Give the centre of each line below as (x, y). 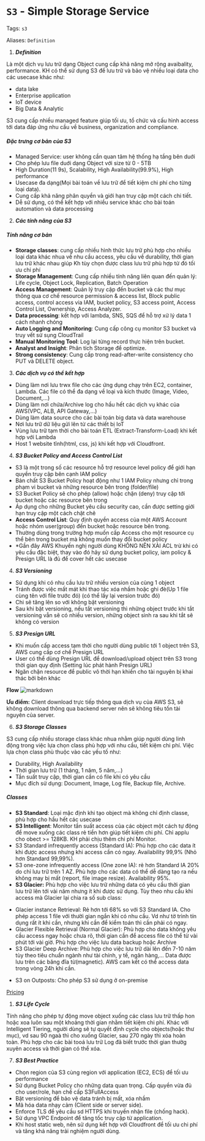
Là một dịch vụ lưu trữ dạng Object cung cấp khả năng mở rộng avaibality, (100, 64)
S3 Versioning (34, 570)
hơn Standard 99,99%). (45, 859)
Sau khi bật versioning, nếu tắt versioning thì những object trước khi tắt (105, 609)
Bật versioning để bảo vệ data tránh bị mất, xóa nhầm (83, 1098)
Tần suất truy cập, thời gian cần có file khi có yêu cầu (83, 777)
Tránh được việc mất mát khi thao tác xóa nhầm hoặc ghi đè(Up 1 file (102, 589)
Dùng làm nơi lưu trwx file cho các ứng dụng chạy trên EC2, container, (104, 384)
